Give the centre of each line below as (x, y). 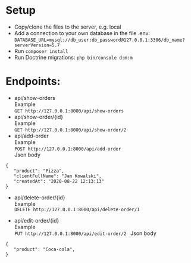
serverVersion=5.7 (37, 45)
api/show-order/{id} (39, 117)
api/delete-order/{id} (40, 198)
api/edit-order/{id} (37, 220)
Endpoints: (33, 82)
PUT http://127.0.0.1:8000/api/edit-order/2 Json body (85, 233)
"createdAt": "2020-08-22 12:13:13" (59, 181)
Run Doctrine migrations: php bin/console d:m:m (73, 57)
